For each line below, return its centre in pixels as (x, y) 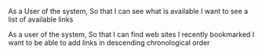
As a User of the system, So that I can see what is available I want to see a (128, 11)
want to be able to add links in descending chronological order (109, 43)
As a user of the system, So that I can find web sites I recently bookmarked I (131, 34)
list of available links (41, 19)
